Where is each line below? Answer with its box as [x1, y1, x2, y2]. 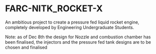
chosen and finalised [5, 44, 48, 50]
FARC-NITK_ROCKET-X [5, 3, 103, 14]
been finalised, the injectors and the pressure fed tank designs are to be [5, 39, 151, 45]
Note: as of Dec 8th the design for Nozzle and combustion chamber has [5, 34, 151, 40]
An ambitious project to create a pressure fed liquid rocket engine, [5, 19, 139, 25]
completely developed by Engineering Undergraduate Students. [5, 24, 134, 30]
